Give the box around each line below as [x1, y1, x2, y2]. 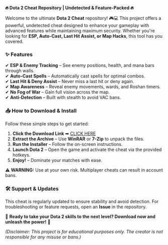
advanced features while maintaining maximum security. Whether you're [5, 28, 155, 34]
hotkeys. [12, 151, 31, 158]
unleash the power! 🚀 [5, 219, 51, 225]
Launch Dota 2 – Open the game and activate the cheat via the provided [12, 146, 162, 152]
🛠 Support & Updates [5, 185, 59, 192]
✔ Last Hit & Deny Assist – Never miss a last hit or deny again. [5, 78, 134, 85]
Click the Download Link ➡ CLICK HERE [12, 130, 96, 136]
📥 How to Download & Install [5, 107, 77, 114]
